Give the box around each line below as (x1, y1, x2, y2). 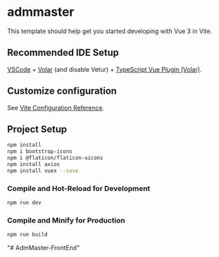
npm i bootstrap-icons (7, 148, 73, 155)
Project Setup (7, 123, 68, 135)
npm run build (7, 232, 48, 238)
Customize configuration (7, 85, 117, 97)
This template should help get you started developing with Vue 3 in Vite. (7, 27, 213, 35)
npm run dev (7, 199, 41, 207)
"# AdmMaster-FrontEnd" (7, 244, 80, 252)
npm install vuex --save (7, 167, 79, 174)
